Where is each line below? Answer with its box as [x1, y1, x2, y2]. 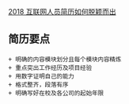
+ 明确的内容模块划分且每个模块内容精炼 [8, 55, 122, 64]
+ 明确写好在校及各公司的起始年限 [8, 89, 104, 97]
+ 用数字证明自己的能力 [8, 72, 75, 80]
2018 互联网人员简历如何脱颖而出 [8, 7, 116, 16]
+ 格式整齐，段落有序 [8, 80, 69, 89]
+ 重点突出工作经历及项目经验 [8, 64, 93, 71]
